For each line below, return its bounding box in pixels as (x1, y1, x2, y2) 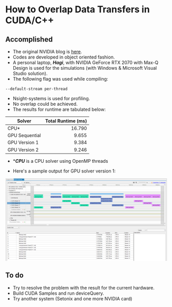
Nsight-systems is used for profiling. (12, 95, 90, 101)
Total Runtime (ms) (45, 118, 87, 124)
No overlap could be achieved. (12, 101, 78, 107)
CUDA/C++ (5, 14, 54, 26)
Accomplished (5, 35, 53, 44)
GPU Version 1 (7, 140, 39, 146)
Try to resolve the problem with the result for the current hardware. (12, 284, 155, 291)
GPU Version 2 (7, 146, 39, 152)
